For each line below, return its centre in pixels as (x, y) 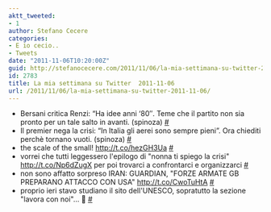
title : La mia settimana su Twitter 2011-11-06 (92, 83)
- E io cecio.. (34, 46)
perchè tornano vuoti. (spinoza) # (75, 139)
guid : (17, 69)
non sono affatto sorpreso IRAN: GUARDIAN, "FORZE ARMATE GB (129, 173)
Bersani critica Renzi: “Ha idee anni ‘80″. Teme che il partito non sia (132, 114)
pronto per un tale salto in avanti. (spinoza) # (94, 123)
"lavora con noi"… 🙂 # (56, 199)
